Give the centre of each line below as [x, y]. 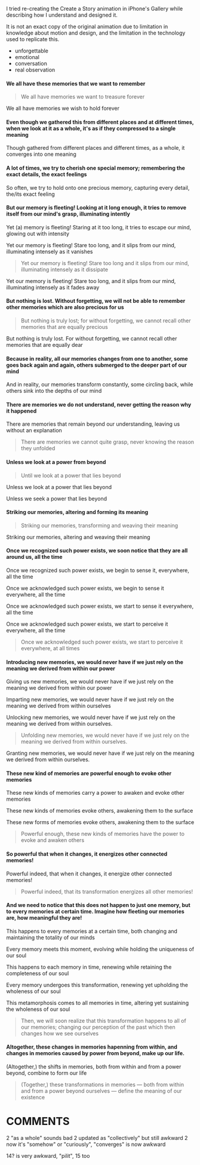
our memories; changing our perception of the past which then [98, 1027]
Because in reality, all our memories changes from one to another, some [97, 358]
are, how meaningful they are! [44, 918]
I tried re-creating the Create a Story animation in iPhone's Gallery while [95, 9]
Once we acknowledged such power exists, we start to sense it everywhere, [100, 606]
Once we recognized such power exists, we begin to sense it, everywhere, [98, 570]
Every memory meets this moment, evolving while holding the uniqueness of [100, 949]
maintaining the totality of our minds [51, 937]
